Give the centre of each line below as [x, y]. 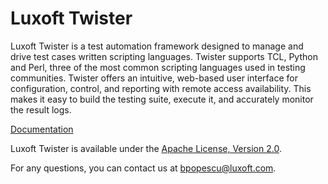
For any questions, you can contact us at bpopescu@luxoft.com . [143, 168]
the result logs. [41, 109]
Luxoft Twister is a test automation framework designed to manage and [157, 46]
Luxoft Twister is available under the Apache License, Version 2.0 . [146, 148]
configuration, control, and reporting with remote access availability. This [161, 88]
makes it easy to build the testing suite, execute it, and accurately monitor [162, 99]
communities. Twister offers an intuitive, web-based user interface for [154, 78]
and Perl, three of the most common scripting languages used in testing [158, 67]
